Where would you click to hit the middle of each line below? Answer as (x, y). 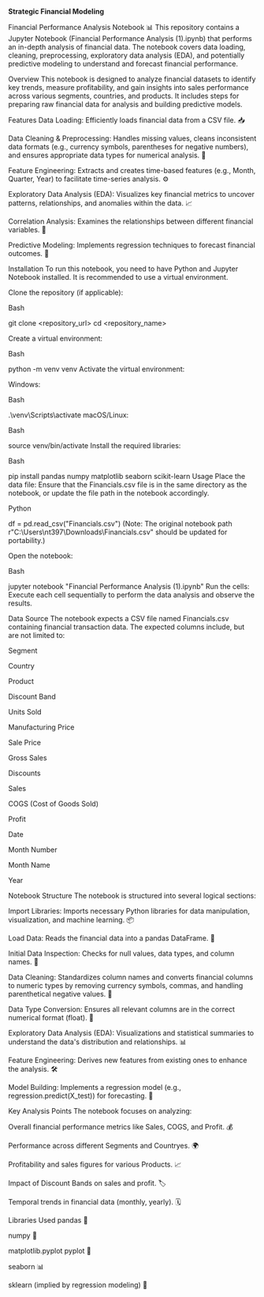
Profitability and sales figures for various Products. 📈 (95, 1164)
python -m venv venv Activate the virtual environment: (97, 369)
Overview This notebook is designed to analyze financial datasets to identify (132, 79)
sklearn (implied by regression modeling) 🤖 (78, 1285)
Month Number (33, 850)
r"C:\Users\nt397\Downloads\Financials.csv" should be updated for (118, 532)
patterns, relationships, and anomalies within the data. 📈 (100, 203)
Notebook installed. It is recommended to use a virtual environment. (118, 277)
